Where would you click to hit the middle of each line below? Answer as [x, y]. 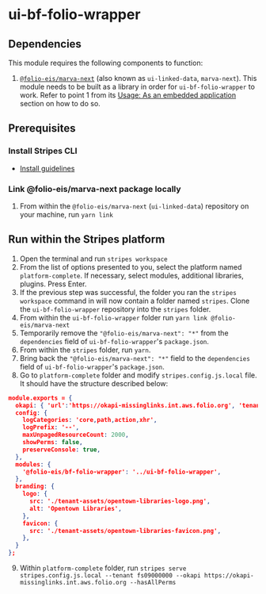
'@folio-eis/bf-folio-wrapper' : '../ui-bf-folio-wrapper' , [122, 472]
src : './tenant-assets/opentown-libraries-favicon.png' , [125, 531]
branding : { [35, 487]
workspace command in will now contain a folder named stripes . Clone [135, 301]
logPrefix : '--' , [51, 427]
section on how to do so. [60, 103]
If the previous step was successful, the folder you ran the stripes [128, 292]
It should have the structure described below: [94, 383]
